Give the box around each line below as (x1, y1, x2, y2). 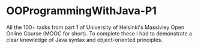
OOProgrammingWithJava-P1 (6, 4, 157, 18)
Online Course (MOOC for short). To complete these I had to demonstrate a (6, 30, 193, 37)
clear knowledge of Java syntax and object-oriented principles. (6, 36, 163, 43)
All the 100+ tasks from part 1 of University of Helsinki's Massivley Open (6, 24, 185, 31)
